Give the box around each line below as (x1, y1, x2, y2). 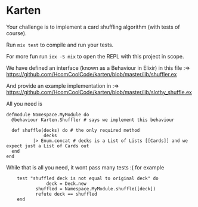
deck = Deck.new (46, 180, 86, 187)
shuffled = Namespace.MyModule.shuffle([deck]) (35, 186, 156, 191)
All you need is (6, 100, 43, 107)
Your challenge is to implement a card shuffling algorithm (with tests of (6, 23, 180, 30)
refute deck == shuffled (35, 191, 97, 197)
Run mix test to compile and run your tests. (6, 41, 114, 48)
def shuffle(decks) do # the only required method (11, 127, 140, 133)
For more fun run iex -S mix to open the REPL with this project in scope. (6, 52, 184, 60)
